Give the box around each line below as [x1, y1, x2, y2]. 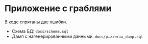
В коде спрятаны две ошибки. [4, 19, 67, 25]
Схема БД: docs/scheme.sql [11, 28, 69, 34]
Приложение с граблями [4, 3, 112, 14]
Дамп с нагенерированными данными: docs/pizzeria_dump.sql [11, 33, 143, 39]
